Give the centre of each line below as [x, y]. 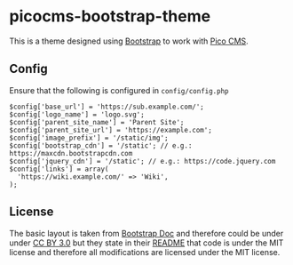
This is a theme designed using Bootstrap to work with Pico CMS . [129, 41]
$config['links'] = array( [59, 169]
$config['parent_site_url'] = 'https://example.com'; [111, 130]
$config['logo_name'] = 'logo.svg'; [77, 114]
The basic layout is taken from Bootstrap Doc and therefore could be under [146, 233]
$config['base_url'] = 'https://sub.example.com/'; [107, 107]
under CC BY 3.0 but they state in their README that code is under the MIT [146, 243]
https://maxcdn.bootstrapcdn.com [71, 153]
